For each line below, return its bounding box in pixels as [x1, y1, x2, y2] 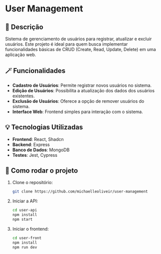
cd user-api [12, 208, 37, 213]
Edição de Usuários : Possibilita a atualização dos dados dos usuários [12, 87, 155, 93]
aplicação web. [5, 52, 36, 58]
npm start [12, 217, 33, 222]
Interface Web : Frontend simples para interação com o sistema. [12, 109, 143, 115]
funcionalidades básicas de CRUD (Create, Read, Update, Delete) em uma [5, 47, 156, 52]
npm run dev [12, 245, 37, 250]
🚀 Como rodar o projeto [5, 167, 78, 175]
